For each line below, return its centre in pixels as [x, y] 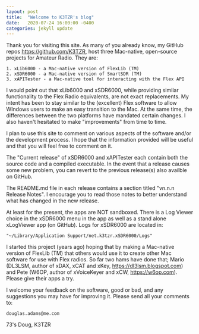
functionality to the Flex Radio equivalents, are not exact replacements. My [97, 96]
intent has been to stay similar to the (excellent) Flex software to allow [91, 103]
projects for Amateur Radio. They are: [52, 58]
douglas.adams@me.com [33, 314]
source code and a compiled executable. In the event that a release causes [98, 164]
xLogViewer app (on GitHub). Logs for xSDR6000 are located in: [85, 225]
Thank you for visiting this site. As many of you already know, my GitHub [95, 45]
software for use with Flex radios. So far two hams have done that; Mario [95, 260]
